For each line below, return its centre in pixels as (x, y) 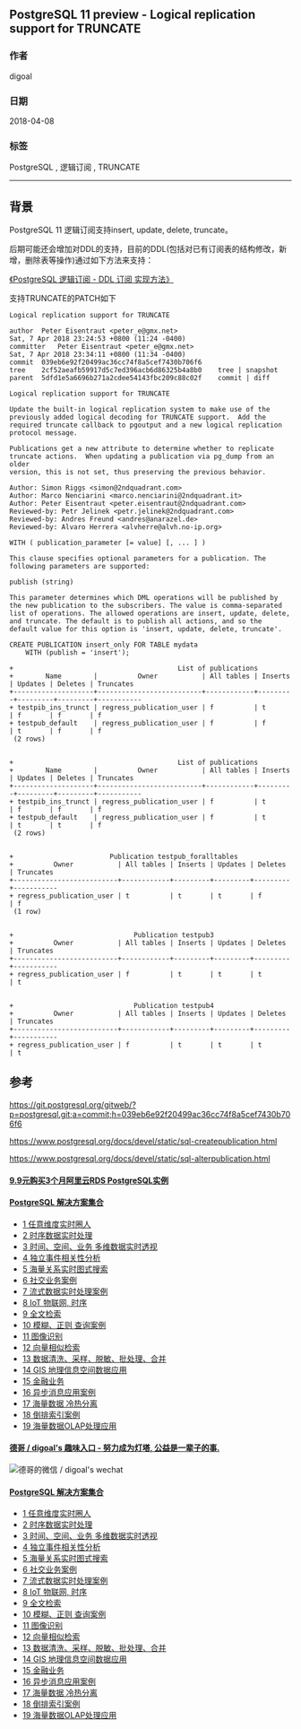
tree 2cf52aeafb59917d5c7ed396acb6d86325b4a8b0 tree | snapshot (144, 370)
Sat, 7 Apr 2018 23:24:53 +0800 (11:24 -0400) (98, 339)
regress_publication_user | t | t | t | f (140, 896)
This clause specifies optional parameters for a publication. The (138, 559)
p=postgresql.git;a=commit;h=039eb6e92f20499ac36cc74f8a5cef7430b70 (150, 1114)
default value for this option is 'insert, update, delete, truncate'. (146, 630)
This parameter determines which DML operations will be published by (144, 598)
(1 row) (27, 912)
